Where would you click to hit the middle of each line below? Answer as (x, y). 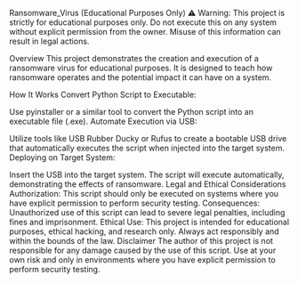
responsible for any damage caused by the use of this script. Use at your (143, 250)
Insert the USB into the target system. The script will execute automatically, (147, 174)
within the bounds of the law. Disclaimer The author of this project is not (141, 241)
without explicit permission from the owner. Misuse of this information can (145, 32)
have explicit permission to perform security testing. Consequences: (135, 203)
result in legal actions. (49, 41)
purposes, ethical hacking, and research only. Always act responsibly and (144, 231)
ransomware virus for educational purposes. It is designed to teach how (141, 68)
